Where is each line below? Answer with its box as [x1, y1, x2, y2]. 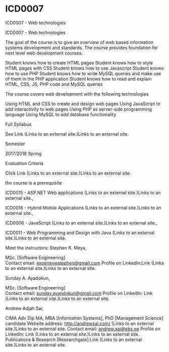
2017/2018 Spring [5, 150, 42, 156]
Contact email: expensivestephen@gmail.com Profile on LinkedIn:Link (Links [5, 260, 164, 266]
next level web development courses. [5, 50, 83, 56]
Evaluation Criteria [5, 160, 44, 166]
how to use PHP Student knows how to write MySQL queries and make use [5, 70, 161, 76]
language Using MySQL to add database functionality [5, 111, 117, 118]
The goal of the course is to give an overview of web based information [5, 39, 154, 45]
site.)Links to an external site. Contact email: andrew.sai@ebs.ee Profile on [5, 326, 160, 332]
